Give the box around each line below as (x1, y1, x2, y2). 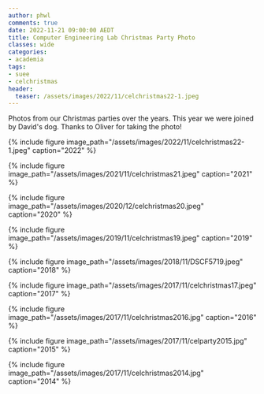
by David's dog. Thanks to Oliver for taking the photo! (8, 122, 183, 132)
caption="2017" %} (8, 289, 71, 299)
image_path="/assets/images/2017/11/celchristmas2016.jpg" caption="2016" (8, 313, 257, 322)
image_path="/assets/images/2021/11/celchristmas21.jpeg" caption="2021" (8, 169, 253, 179)
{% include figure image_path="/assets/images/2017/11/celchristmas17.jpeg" (8, 281, 257, 290)
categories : (8, 48, 47, 56)
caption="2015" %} (8, 344, 71, 355)
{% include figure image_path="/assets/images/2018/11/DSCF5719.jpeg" (8, 257, 244, 266)
